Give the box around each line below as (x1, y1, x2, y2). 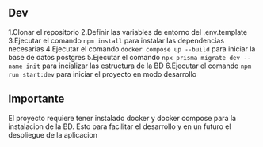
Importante (8, 92, 65, 106)
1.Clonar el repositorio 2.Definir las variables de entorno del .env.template (8, 27, 248, 36)
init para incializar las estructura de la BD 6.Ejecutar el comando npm (25, 61, 252, 70)
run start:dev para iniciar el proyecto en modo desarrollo (8, 69, 196, 78)
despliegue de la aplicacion (8, 130, 97, 139)
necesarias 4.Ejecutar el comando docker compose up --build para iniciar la (8, 43, 256, 54)
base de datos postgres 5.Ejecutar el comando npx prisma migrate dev (8, 52, 240, 62)
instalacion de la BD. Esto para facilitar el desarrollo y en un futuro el (8, 122, 231, 131)
